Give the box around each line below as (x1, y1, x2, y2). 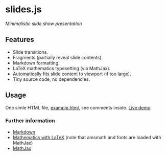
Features (5, 35, 34, 44)
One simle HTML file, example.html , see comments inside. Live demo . (5, 104, 152, 110)
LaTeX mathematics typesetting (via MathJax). (12, 65, 111, 71)
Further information (5, 117, 55, 124)
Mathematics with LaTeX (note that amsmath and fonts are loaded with (12, 134, 161, 140)
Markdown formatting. (12, 60, 60, 66)
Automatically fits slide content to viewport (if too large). (12, 71, 131, 77)
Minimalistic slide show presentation (5, 20, 82, 27)
